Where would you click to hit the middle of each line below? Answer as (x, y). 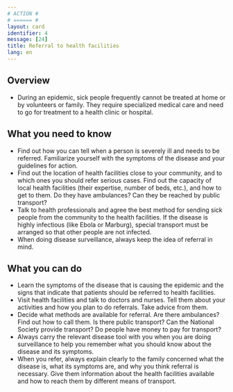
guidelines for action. (48, 165)
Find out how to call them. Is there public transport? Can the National (115, 322)
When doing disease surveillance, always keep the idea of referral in (115, 239)
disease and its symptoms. (55, 352)
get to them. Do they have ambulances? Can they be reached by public (119, 195)
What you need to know (60, 134)
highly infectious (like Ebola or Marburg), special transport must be (113, 224)
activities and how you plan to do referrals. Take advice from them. (113, 307)
